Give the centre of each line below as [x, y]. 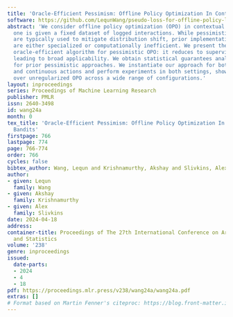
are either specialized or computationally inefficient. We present [114, 46]
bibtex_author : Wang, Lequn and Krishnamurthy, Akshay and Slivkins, [110, 168]
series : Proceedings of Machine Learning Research [82, 91]
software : [21, 20]
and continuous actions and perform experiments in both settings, [113, 71]
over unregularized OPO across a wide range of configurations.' [110, 78]
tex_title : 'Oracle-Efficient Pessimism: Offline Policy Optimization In [116, 123]
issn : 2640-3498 [31, 104]
